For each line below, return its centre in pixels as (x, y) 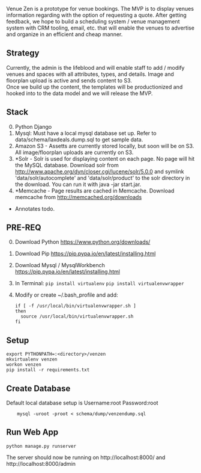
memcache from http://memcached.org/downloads (78, 197)
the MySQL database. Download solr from (67, 165)
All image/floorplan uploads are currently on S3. (74, 152)
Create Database (38, 388)
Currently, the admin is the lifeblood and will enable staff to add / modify (95, 67)
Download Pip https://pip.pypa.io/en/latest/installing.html (85, 254)
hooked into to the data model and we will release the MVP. (79, 93)
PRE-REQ (24, 228)
